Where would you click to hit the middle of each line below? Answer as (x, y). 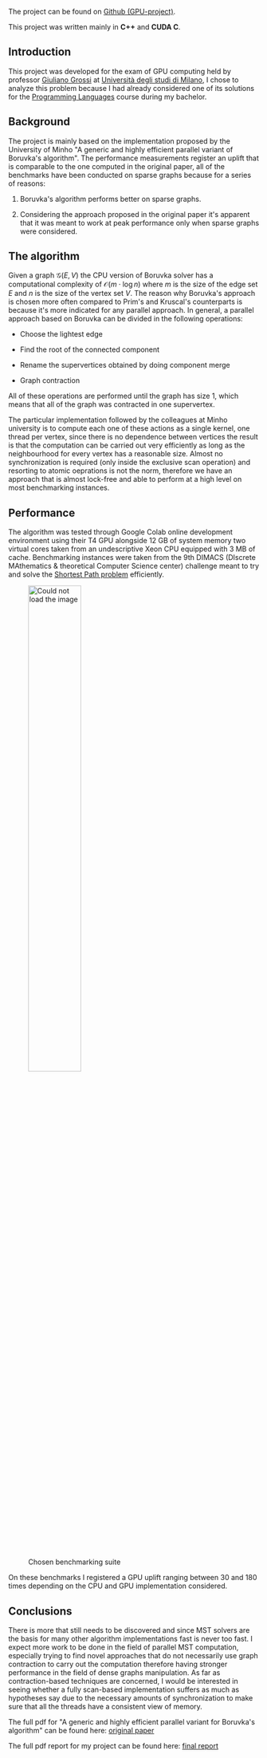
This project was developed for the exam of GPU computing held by (120, 71)
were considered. (49, 231)
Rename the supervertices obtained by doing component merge (125, 365)
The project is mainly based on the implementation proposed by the (120, 141)
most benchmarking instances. (59, 488)
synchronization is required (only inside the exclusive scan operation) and (130, 463)
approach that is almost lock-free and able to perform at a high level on (125, 479)
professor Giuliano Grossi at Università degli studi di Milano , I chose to (124, 80)
